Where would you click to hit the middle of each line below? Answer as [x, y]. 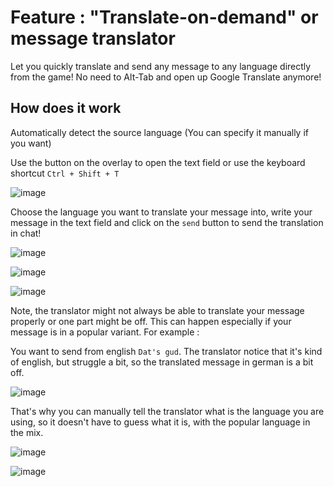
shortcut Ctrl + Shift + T [65, 173]
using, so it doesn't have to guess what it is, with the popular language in [160, 422]
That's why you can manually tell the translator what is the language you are [167, 411]
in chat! [26, 233]
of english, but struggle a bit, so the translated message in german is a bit [162, 362]
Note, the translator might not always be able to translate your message [157, 310]
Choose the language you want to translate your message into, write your [161, 212]
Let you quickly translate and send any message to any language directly [161, 66]
